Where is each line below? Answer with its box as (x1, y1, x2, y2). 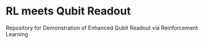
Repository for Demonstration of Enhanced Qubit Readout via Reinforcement (5, 24, 198, 31)
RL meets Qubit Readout (5, 4, 131, 18)
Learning (5, 30, 29, 37)
